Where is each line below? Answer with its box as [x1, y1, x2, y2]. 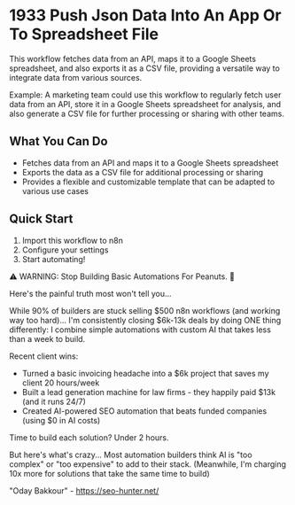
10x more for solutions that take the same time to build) [9, 468, 210, 478]
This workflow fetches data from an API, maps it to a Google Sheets [9, 53, 257, 64]
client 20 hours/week [21, 377, 100, 388]
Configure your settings [21, 245, 109, 255]
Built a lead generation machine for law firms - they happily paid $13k [21, 386, 276, 397]
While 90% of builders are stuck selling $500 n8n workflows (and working [9, 305, 281, 315]
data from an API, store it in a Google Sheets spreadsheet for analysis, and [9, 98, 282, 109]
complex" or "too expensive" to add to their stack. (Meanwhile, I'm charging [9, 458, 286, 470]
